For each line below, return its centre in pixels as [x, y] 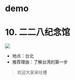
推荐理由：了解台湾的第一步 [40, 62]
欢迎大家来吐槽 [32, 72]
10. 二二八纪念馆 [38, 32]
